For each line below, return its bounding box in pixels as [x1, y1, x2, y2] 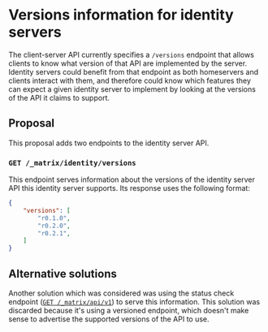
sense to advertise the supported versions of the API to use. [8, 314, 210, 324]
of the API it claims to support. [8, 93, 110, 102]
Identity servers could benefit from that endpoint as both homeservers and [8, 67, 258, 76]
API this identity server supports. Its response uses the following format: [8, 183, 250, 193]
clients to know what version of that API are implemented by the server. [8, 58, 248, 68]
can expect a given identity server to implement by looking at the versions [8, 84, 256, 94]
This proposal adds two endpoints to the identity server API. [8, 138, 210, 148]
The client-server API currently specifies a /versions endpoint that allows [8, 50, 254, 59]
